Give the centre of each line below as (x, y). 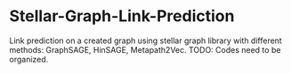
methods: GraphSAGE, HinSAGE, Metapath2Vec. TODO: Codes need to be (145, 49)
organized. (29, 59)
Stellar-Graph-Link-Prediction (122, 16)
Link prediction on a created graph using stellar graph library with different (145, 40)
